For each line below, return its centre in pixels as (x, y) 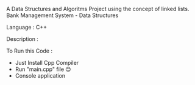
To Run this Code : (30, 51)
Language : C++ (27, 27)
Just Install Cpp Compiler (47, 63)
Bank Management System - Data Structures (62, 15)
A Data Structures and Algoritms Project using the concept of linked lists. (98, 9)
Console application (40, 76)
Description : (22, 39)
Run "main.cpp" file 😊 (43, 69)
